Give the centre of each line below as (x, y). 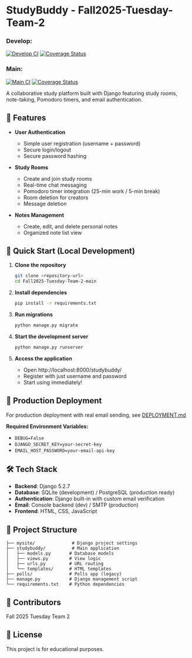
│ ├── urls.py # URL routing (55, 564)
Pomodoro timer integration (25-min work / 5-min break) (92, 191)
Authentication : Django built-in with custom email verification (90, 499)
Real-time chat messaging (55, 185)
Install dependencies (41, 293)
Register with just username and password (75, 376)
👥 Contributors (34, 602)
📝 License (24, 635)
